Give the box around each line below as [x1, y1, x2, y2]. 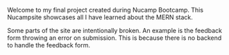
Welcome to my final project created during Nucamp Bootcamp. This [7, 6, 203, 14]
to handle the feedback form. [7, 41, 91, 49]
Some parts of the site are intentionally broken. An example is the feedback [7, 27, 222, 34]
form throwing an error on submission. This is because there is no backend [7, 34, 222, 42]
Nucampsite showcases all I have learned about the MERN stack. [7, 13, 193, 21]
